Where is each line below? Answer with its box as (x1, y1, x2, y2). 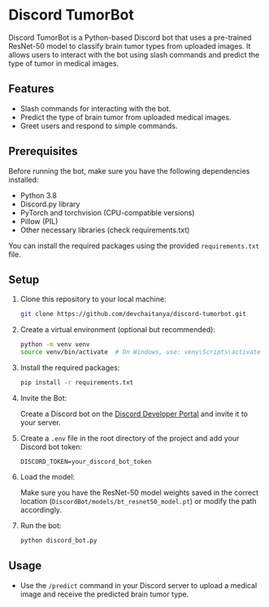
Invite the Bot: (20, 392, 67, 403)
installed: (8, 175, 39, 184)
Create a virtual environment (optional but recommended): (20, 325, 215, 335)
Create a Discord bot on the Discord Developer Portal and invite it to (20, 409, 248, 418)
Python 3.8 (20, 190, 57, 200)
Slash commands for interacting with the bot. (20, 103, 171, 113)
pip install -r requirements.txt (20, 379, 134, 387)
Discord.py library (20, 199, 80, 209)
